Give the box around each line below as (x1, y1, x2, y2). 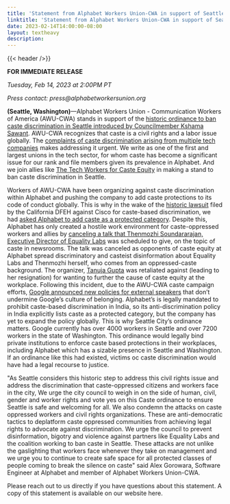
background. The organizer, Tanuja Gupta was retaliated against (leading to (7, 266, 220, 275)
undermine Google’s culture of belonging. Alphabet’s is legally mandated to (7, 295, 219, 303)
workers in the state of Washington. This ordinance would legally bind (7, 331, 204, 340)
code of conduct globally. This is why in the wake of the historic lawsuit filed (7, 201, 223, 209)
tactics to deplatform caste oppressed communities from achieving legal (7, 418, 212, 426)
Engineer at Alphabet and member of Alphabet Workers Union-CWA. (7, 468, 201, 477)
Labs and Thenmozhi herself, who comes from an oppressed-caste (7, 259, 197, 267)
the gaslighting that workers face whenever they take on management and (7, 446, 217, 455)
